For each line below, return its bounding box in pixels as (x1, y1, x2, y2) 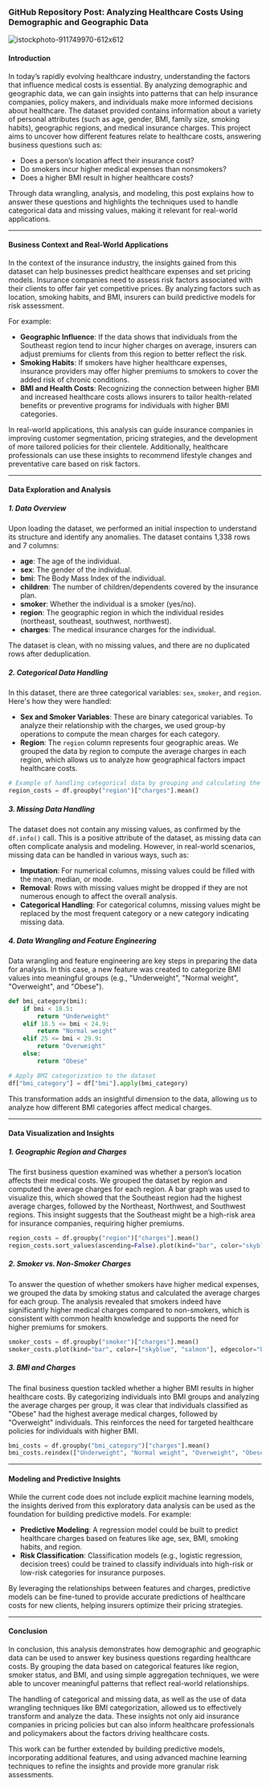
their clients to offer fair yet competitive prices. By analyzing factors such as (8, 283, 261, 293)
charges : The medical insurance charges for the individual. (19, 625, 216, 635)
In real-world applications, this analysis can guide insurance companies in (8, 424, 253, 434)
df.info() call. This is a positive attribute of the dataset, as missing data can (8, 833, 261, 843)
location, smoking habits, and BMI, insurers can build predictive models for (8, 292, 256, 302)
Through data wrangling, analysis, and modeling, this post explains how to (8, 188, 255, 198)
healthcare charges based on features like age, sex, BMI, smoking (19, 1533, 239, 1542)
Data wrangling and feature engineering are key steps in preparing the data (8, 955, 257, 965)
